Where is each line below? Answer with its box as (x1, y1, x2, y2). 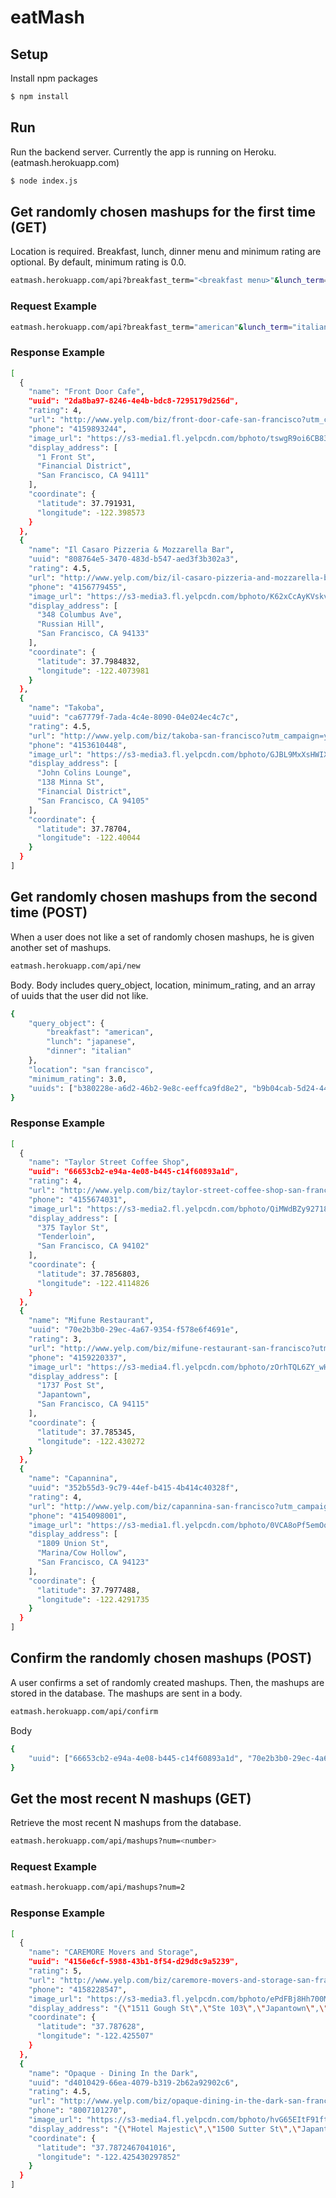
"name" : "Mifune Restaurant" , (28, 1316, 155, 1326)
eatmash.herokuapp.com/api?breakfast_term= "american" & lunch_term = (10, 322, 293, 332)
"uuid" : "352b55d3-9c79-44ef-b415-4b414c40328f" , (28, 1483, 240, 1493)
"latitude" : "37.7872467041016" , (36, 2142, 177, 2153)
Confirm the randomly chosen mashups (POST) (10, 1650, 313, 1667)
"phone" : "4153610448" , (28, 740, 128, 750)
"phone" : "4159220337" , (28, 1352, 128, 1363)
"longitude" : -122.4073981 (36, 666, 150, 676)
